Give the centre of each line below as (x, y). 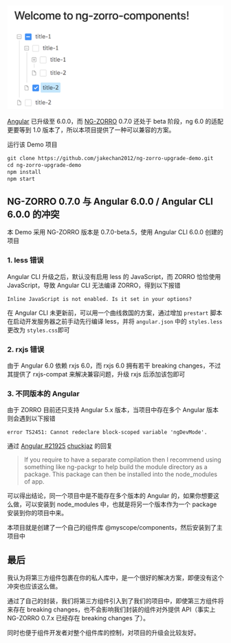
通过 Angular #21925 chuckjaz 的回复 (60, 446)
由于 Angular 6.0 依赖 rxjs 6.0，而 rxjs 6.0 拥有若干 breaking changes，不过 (114, 365)
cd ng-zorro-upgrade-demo (44, 165)
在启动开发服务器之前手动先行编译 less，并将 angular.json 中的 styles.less (115, 321)
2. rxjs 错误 (26, 349)
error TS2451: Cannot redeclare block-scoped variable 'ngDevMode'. (107, 432)
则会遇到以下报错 (31, 418)
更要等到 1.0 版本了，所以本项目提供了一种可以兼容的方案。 (91, 130)
